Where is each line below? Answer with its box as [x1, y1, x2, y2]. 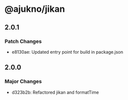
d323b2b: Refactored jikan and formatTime [11, 89, 99, 95]
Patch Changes [4, 38, 42, 45]
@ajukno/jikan [4, 3, 65, 15]
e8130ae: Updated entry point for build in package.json [11, 49, 124, 55]
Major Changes [4, 78, 42, 85]
